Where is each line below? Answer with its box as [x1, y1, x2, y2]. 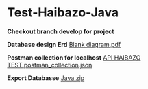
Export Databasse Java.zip [7, 73, 85, 82]
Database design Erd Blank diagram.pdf [7, 40, 121, 48]
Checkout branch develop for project [7, 27, 114, 35]
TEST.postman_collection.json [7, 60, 92, 69]
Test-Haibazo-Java [7, 5, 119, 20]
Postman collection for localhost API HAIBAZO [7, 53, 141, 62]
